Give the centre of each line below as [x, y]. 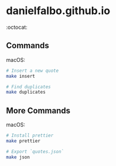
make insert [21, 76]
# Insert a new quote [33, 71]
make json [18, 157]
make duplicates [26, 92]
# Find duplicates [28, 87]
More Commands [38, 110]
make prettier [23, 141]
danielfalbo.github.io [58, 11]
